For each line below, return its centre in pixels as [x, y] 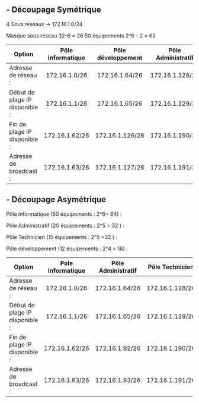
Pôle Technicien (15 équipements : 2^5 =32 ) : [62, 237]
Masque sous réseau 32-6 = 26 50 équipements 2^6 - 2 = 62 [81, 36]
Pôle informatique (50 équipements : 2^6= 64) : [64, 214]
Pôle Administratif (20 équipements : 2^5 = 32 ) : [65, 225]
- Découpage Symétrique [54, 10]
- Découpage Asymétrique [56, 199]
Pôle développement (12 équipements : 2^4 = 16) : [67, 248]
